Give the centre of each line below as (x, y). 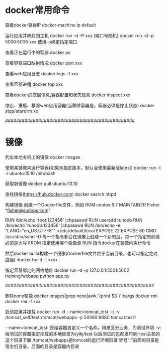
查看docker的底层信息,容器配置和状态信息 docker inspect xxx (68, 95)
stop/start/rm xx (22, 111)
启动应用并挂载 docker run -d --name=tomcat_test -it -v (63, 312)
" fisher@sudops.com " (28, 210)
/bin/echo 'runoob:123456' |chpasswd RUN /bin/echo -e (63, 225)
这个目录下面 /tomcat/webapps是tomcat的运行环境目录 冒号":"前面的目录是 (82, 340)
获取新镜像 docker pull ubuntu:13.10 (41, 183)
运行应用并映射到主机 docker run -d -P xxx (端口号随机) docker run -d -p (80, 35)
